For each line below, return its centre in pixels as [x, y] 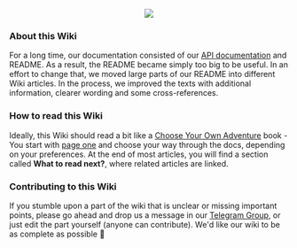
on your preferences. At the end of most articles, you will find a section [139, 154]
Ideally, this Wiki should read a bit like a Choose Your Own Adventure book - [148, 135]
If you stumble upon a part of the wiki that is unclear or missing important [143, 205]
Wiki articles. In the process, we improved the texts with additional [130, 83]
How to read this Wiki [56, 116]
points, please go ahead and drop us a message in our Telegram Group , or [145, 215]
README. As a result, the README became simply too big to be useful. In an [148, 65]
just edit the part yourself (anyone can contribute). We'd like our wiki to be [145, 224]
